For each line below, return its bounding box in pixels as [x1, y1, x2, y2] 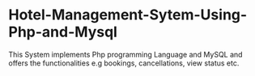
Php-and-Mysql [8, 23, 117, 41]
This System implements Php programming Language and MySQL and [8, 49, 243, 59]
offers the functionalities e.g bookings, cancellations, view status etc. [8, 58, 240, 68]
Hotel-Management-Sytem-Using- [8, 6, 248, 24]
